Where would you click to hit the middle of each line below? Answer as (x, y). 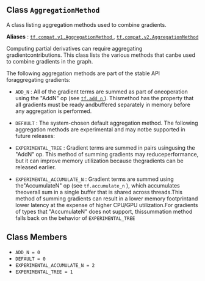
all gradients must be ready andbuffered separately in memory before (103, 104)
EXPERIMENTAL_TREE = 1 (44, 272)
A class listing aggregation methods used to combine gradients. (86, 24)
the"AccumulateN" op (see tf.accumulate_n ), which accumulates (97, 185)
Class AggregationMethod (53, 10)
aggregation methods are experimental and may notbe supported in (100, 129)
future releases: (35, 136)
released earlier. (35, 167)
